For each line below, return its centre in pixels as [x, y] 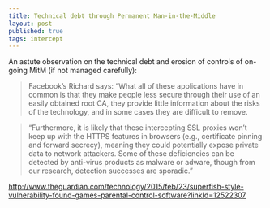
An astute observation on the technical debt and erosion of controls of [126, 62]
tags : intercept [36, 39]
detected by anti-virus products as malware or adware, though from [141, 162]
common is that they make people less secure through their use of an [144, 95]
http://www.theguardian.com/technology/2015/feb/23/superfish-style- [126, 187]
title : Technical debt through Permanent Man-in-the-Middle [112, 16]
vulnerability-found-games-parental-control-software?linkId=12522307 [127, 195]
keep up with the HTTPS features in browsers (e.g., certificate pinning [145, 136]
